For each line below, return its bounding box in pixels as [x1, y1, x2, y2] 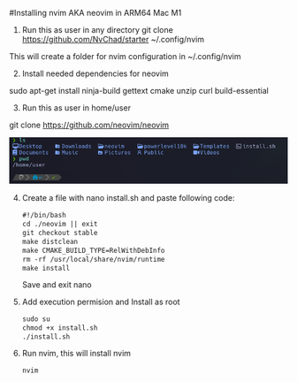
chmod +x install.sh [21, 324, 98, 332]
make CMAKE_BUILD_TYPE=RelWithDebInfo [21, 247, 165, 256]
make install [21, 264, 71, 273]
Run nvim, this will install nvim [21, 348, 131, 359]
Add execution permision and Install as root [21, 296, 180, 308]
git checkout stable [21, 229, 98, 238]
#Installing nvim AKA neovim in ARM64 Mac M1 [9, 8, 182, 18]
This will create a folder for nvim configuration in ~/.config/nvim [9, 51, 241, 61]
